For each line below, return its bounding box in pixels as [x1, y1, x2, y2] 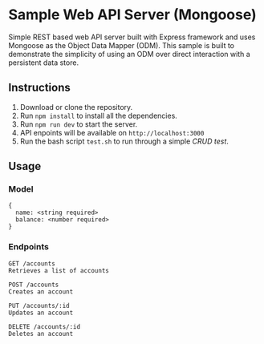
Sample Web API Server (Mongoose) [8, 6, 257, 24]
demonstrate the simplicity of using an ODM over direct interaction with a [8, 49, 250, 59]
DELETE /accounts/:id [8, 322, 81, 330]
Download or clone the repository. [19, 102, 133, 111]
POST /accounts [8, 281, 59, 289]
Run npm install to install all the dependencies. [19, 111, 178, 120]
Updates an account [8, 309, 74, 317]
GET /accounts [8, 259, 56, 268]
